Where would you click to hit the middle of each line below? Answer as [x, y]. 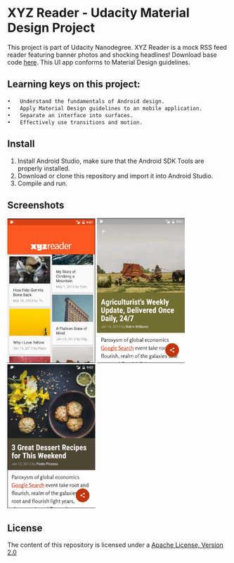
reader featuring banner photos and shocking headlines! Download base [112, 55]
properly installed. [44, 168]
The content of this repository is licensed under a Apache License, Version [115, 545]
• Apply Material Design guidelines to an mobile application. [105, 108]
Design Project [51, 28]
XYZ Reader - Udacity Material [98, 13]
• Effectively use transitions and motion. [75, 122]
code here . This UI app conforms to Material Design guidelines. [99, 62]
